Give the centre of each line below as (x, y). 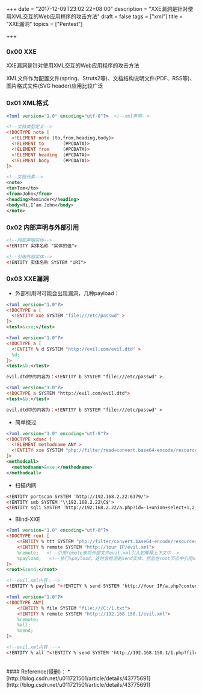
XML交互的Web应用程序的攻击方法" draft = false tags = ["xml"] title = (97, 16)
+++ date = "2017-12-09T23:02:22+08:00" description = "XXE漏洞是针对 (97, 9)
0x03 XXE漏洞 (28, 279)
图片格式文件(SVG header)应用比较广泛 (55, 86)
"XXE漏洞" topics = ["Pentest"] (44, 24)
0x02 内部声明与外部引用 (43, 227)
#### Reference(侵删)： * (38, 671)
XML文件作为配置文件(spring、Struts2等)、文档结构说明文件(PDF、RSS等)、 (101, 78)
